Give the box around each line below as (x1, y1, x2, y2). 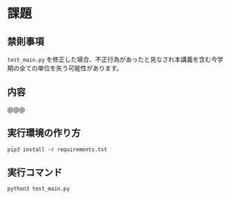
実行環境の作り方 (7, 127, 81, 139)
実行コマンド (7, 167, 63, 179)
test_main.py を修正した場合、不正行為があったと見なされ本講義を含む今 (7, 56, 217, 63)
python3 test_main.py (7, 185, 70, 193)
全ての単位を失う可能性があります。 (19, 64, 123, 72)
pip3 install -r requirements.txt (7, 146, 108, 153)
